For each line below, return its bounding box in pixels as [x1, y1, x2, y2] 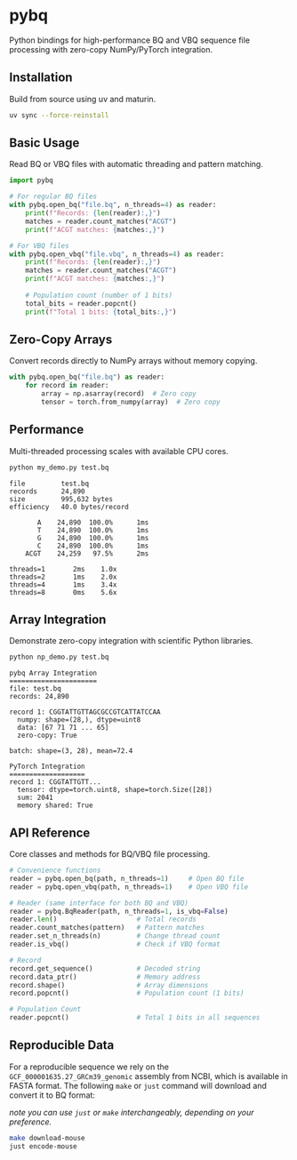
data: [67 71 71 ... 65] [17, 724, 109, 732]
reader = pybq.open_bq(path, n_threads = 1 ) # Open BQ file [9, 874, 245, 883]
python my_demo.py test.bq [9, 463, 109, 472]
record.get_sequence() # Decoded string [9, 964, 201, 973]
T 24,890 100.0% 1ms [36, 525, 149, 534]
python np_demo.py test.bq [9, 652, 109, 662]
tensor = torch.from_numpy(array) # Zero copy [41, 397, 221, 406]
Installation [9, 70, 73, 85]
